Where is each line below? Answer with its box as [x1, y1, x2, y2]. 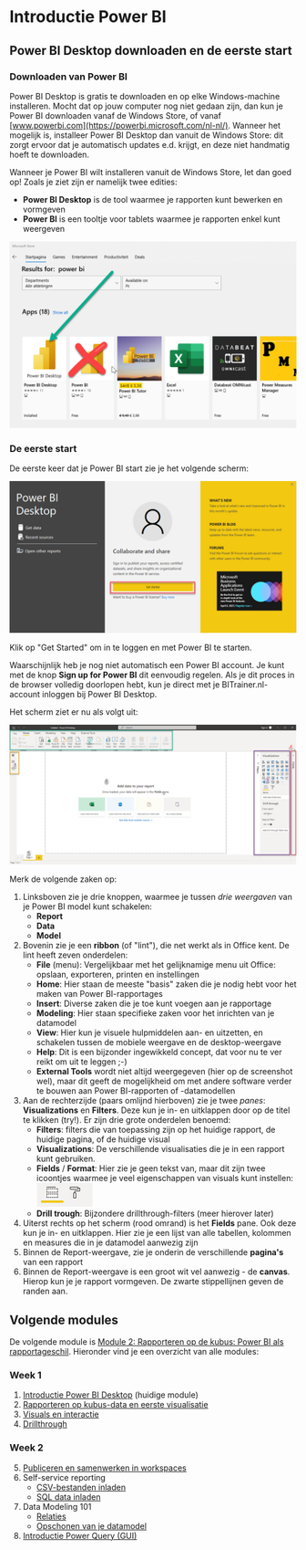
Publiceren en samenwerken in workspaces [22, 1462, 187, 1473]
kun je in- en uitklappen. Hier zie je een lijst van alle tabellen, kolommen [22, 1228, 291, 1239]
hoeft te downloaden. [9, 149, 89, 160]
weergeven [22, 223, 66, 234]
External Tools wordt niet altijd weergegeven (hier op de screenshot [36, 1066, 293, 1077]
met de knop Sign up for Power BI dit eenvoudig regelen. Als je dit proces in [9, 669, 295, 681]
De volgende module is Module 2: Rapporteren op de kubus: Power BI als [9, 1336, 284, 1347]
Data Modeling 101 [22, 1501, 92, 1512]
